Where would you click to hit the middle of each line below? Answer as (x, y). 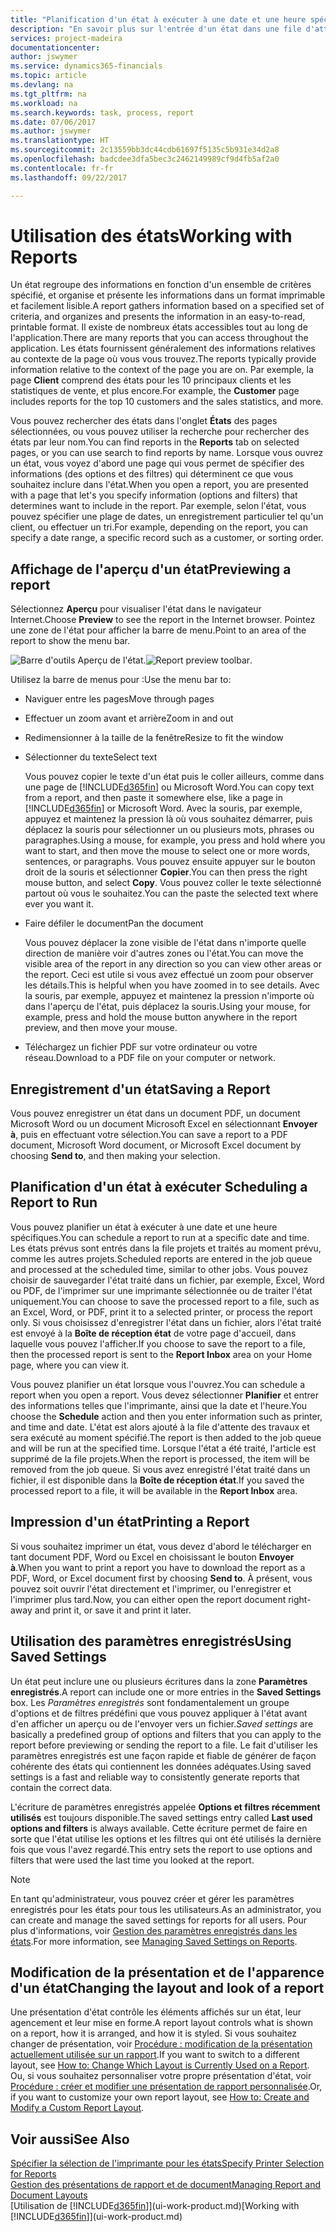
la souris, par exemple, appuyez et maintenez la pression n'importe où (169, 996)
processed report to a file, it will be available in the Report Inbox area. (154, 1490)
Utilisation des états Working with (151, 235)
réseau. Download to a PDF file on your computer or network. (150, 1058)
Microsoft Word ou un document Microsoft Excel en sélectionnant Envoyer (164, 1124)
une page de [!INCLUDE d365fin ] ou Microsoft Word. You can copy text (169, 787)
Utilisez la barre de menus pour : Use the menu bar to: (121, 680)
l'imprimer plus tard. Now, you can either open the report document (148, 1599)
